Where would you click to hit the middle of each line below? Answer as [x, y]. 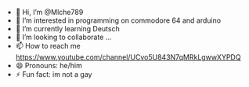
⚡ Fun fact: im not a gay [54, 74]
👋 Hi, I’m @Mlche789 [49, 12]
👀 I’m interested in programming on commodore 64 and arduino [118, 20]
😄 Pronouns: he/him [49, 65]
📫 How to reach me [48, 46]
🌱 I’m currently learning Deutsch [67, 29]
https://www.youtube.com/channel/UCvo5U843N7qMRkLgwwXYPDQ [128, 57]
